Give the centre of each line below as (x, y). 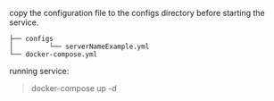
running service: (39, 71)
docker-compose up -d (74, 88)
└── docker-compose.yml (54, 55)
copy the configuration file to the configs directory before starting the (137, 13)
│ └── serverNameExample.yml (79, 46)
